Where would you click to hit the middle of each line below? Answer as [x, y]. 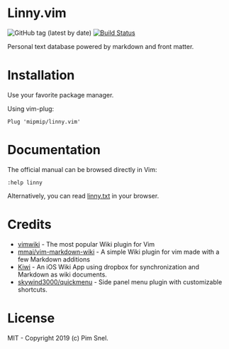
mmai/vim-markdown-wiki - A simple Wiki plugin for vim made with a [118, 252]
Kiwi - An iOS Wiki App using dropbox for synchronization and [108, 267]
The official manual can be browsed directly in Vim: [82, 169]
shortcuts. [32, 289]
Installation [41, 75]
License [31, 318]
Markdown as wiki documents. [62, 274]
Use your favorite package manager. [61, 95]
